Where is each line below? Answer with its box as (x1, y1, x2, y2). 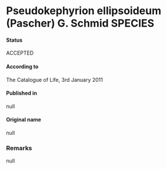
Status (6, 37, 23, 44)
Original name (6, 116, 41, 123)
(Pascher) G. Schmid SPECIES (6, 16, 155, 30)
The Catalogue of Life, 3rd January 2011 (6, 76, 103, 83)
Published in (6, 90, 37, 97)
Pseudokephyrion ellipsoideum (6, 4, 162, 18)
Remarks (6, 144, 32, 152)
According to (6, 63, 39, 70)
